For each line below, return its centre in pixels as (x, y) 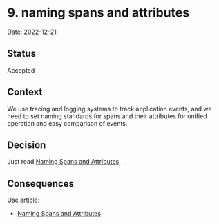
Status (22, 54)
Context (25, 92)
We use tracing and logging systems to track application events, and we (109, 109)
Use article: (23, 200)
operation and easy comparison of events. (67, 123)
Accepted (21, 70)
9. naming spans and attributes (98, 13)
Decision (27, 145)
